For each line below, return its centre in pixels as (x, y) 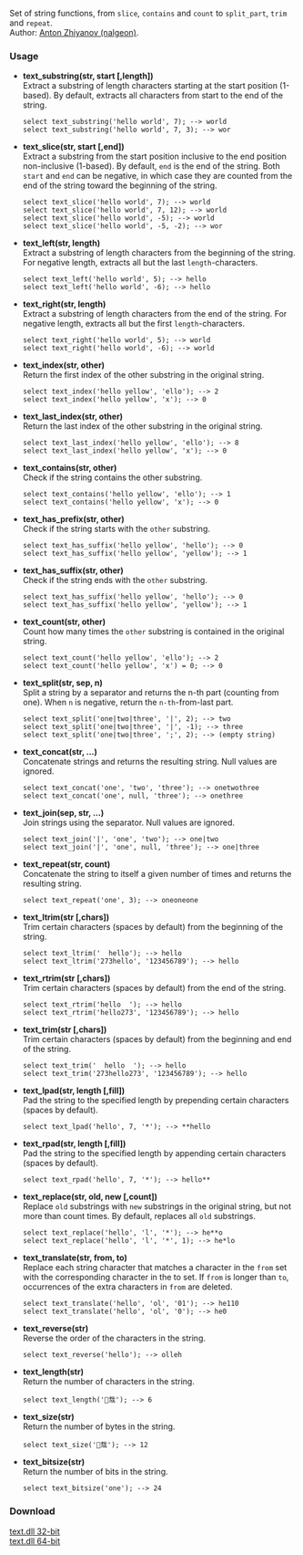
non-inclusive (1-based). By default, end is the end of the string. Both (151, 166)
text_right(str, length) (64, 304)
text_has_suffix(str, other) (73, 570)
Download (33, 1511)
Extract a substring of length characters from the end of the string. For (155, 314)
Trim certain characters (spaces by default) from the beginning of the (153, 927)
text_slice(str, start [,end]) (73, 147)
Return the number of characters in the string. (109, 1382)
